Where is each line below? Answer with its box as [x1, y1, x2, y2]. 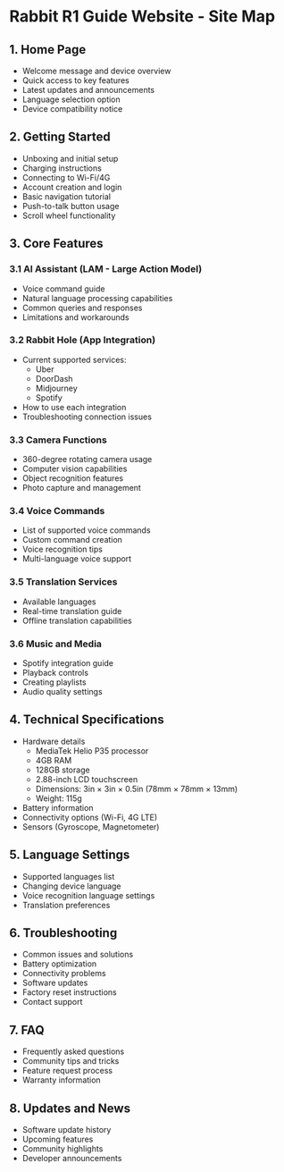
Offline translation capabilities [21, 615, 132, 626]
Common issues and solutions [21, 949, 134, 960]
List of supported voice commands [21, 525, 151, 535]
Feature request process [21, 1066, 113, 1076]
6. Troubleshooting [9, 925, 118, 940]
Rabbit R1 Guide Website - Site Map [9, 6, 275, 27]
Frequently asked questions [21, 1046, 125, 1057]
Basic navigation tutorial [21, 190, 112, 202]
